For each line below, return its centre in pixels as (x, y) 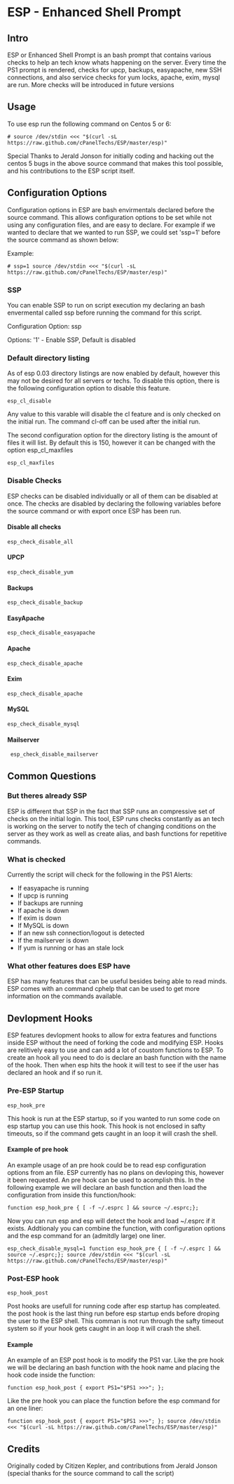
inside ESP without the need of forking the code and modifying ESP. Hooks (116, 1043)
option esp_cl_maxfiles (40, 450)
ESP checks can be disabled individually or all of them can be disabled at (113, 496)
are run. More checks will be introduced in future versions (91, 85)
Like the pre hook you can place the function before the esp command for (114, 1401)
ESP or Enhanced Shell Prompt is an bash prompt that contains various (109, 55)
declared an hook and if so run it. (55, 1072)
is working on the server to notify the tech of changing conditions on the (112, 826)
